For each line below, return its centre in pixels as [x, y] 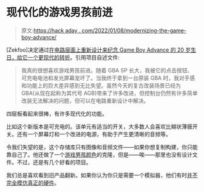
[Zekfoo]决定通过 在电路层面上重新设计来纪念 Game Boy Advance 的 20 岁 [99, 50]
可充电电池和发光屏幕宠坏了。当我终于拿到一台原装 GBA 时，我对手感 [108, 78]
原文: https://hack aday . [51, 30]
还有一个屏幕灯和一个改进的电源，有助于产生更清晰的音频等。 [94, 134]
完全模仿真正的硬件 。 [33, 182]
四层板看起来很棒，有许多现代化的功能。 [57, 114]
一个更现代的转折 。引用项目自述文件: [73, 57]
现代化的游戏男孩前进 [60, 12]
